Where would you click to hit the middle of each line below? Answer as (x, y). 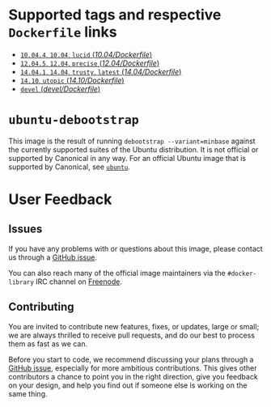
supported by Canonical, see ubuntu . (70, 167)
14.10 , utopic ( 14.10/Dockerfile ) (72, 80)
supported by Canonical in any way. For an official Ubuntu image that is (127, 158)
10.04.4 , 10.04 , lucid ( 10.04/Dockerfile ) (86, 54)
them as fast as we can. (48, 343)
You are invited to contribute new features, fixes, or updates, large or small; (134, 326)
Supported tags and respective (115, 15)
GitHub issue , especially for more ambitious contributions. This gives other (133, 368)
